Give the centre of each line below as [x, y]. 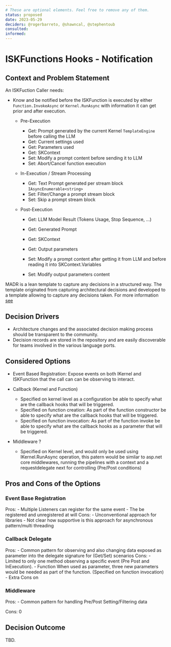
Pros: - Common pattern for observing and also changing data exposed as [83, 550]
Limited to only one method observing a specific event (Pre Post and [77, 561]
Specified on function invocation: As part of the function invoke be [90, 420]
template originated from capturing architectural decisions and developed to [86, 290]
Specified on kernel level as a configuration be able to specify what [91, 399]
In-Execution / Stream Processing [56, 173]
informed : [16, 34]
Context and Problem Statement [57, 78]
